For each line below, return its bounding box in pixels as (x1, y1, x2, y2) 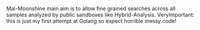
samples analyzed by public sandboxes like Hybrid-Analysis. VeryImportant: (6, 11, 195, 18)
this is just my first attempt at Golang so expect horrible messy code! (6, 18, 177, 24)
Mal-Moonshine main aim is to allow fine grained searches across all (6, 5, 176, 12)
